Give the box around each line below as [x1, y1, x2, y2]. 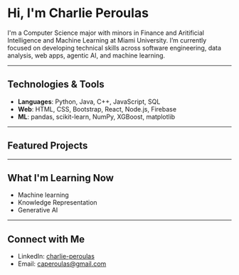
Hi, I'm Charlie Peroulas [7, 5, 149, 21]
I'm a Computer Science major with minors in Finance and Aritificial [7, 28, 205, 37]
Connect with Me [7, 233, 85, 245]
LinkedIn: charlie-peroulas [17, 252, 95, 261]
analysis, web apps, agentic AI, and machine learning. [7, 51, 166, 60]
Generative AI [17, 206, 58, 215]
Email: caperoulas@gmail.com [17, 259, 107, 268]
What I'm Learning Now [7, 172, 114, 184]
